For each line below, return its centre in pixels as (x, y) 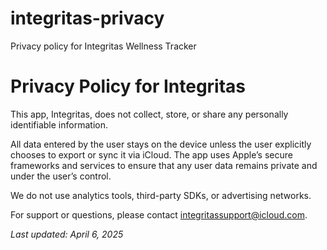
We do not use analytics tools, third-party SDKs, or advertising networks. (161, 195)
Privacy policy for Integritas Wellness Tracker (103, 46)
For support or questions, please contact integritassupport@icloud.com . (159, 214)
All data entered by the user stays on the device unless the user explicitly (161, 144)
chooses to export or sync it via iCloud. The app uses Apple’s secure (151, 154)
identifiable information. (59, 124)
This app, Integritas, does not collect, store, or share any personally (149, 114)
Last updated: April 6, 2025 (67, 234)
